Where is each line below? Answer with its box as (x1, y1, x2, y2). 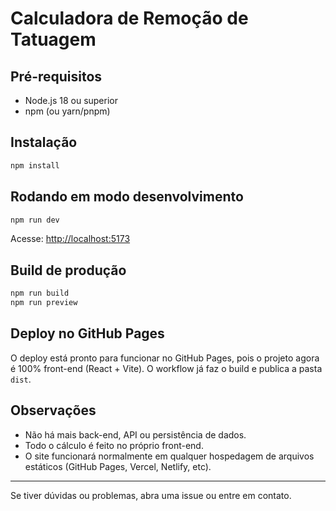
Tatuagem (10, 28, 97, 51)
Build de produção (10, 262, 127, 279)
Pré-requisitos (10, 68, 103, 85)
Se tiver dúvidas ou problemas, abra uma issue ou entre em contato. (10, 489, 292, 501)
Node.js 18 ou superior (24, 95, 118, 106)
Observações (10, 402, 97, 419)
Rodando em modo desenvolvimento (10, 188, 244, 206)
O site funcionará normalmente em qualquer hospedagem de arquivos (24, 450, 315, 462)
